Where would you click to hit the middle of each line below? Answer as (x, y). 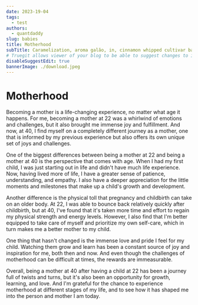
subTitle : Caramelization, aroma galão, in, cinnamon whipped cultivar (96, 50)
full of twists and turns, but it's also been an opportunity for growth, (88, 277)
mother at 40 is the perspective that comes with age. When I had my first (95, 161)
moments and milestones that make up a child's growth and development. (96, 186)
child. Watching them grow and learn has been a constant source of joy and (98, 247)
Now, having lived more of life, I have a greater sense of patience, (86, 174)
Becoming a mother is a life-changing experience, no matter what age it (93, 112)
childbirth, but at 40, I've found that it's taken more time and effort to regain (98, 210)
